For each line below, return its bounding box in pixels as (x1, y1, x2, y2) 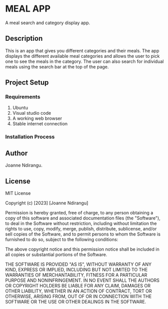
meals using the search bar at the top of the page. (5, 63, 109, 69)
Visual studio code (12, 110, 51, 116)
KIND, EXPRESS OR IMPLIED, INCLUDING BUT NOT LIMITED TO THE (5, 266, 148, 272)
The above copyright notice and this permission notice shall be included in (5, 246, 159, 252)
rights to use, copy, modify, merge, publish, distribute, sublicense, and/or (5, 225, 157, 231)
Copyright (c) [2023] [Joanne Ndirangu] (5, 200, 89, 206)
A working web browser (12, 115, 62, 121)
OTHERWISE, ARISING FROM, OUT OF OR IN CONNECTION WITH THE (5, 293, 152, 299)
